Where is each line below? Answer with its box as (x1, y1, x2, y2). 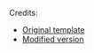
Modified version (21, 34, 84, 44)
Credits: (9, 8, 38, 18)
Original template (21, 25, 86, 34)
